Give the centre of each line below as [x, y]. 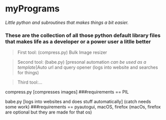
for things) [28, 73]
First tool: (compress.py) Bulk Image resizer [62, 52]
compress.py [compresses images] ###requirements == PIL [67, 92]
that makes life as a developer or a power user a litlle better [78, 41]
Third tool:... [30, 82]
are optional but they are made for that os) [49, 112]
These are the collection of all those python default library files [83, 35]
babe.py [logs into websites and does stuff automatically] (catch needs [78, 102]
